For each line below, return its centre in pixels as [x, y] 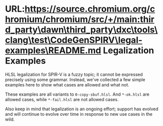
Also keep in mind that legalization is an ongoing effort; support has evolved [82, 109]
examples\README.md [53, 51]
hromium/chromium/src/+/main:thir [80, 19]
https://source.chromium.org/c [90, 9]
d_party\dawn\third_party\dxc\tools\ [81, 30]
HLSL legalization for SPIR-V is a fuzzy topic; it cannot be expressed [74, 74]
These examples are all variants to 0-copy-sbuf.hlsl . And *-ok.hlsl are [77, 94]
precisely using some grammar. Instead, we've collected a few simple [75, 80]
